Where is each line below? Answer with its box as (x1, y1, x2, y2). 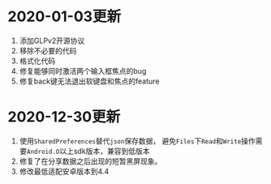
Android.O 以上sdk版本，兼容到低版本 (26, 146, 150, 156)
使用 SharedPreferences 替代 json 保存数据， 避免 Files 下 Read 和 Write (19, 135, 242, 146)
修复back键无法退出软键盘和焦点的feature (19, 76, 160, 86)
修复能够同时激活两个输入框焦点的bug (19, 66, 147, 75)
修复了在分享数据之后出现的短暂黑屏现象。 (19, 156, 162, 166)
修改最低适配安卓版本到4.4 (19, 166, 110, 176)
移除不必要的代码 (19, 45, 77, 55)
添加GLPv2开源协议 (19, 36, 85, 45)
